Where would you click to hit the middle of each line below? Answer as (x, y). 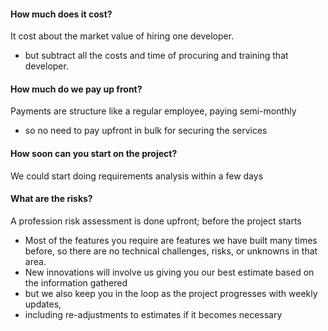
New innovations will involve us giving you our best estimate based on (169, 272)
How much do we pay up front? (76, 89)
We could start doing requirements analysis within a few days (137, 176)
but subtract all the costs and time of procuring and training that (156, 56)
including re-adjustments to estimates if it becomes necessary (153, 314)
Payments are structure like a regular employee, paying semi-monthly (153, 111)
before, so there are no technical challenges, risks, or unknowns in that (171, 251)
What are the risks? (51, 199)
